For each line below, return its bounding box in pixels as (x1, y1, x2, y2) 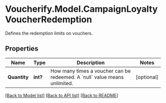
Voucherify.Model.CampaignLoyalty (5, 3, 158, 15)
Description (76, 59, 105, 66)
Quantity (7, 73, 29, 80)
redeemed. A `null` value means (50, 73, 124, 80)
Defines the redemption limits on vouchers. (5, 30, 93, 36)
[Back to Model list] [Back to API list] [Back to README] (5, 92, 119, 98)
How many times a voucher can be (50, 68, 131, 74)
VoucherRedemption (5, 14, 92, 25)
